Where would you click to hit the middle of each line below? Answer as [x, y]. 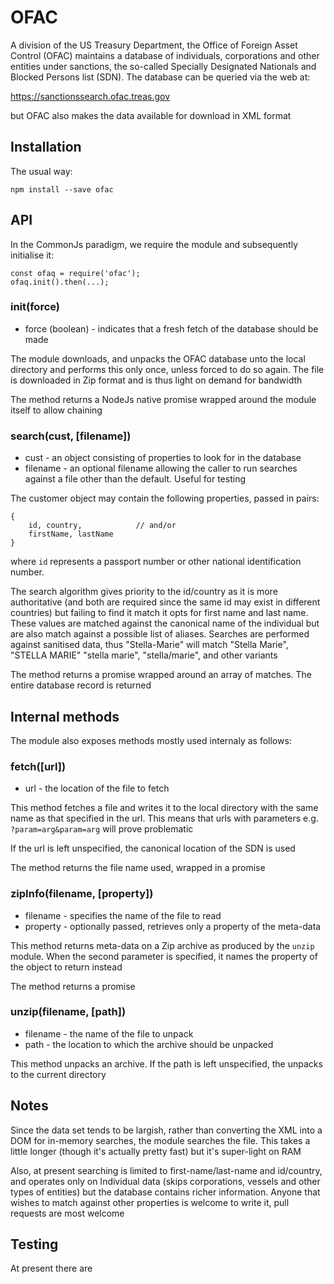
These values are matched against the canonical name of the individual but [165, 623]
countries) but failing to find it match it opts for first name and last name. [159, 613]
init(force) [35, 307]
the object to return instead [66, 967]
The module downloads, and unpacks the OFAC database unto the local [158, 358]
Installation [46, 147]
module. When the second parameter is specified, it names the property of [164, 956]
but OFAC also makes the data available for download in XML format [151, 115]
